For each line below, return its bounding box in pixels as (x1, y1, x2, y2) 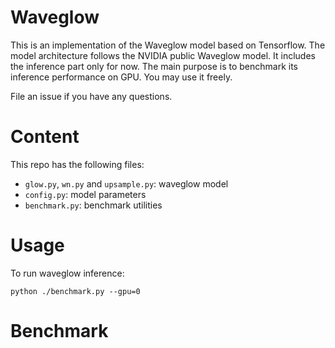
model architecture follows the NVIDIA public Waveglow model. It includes (10, 49, 316, 61)
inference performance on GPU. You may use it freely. (10, 71, 233, 83)
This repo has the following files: (10, 158, 145, 170)
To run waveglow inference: (10, 267, 125, 279)
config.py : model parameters (24, 188, 147, 200)
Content (10, 126, 80, 148)
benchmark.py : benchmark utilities (24, 199, 163, 211)
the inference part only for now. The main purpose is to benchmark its (10, 60, 298, 72)
